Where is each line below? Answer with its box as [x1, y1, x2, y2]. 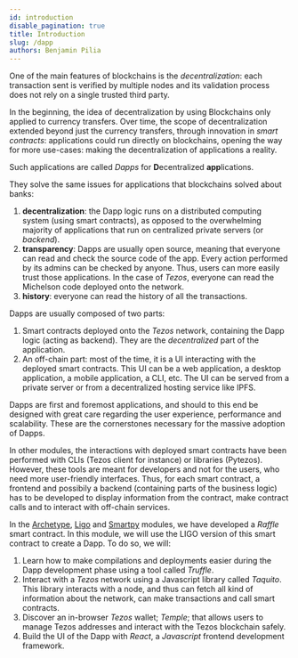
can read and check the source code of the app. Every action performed [21, 253, 288, 264]
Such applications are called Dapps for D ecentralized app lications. [9, 162, 254, 173]
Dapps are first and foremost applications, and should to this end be [9, 400, 259, 410]
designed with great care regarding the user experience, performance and [9, 409, 282, 419]
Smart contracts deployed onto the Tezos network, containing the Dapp [21, 326, 285, 337]
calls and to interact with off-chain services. [9, 502, 171, 513]
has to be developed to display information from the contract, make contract [9, 492, 289, 503]
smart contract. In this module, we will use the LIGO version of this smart [9, 529, 276, 540]
